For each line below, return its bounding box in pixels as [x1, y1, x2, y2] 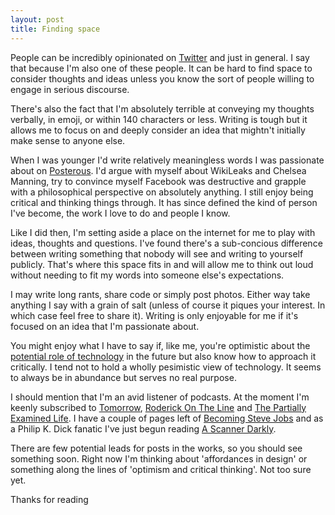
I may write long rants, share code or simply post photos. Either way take [10, 288, 311, 300]
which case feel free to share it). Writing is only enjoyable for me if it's [10, 309, 299, 321]
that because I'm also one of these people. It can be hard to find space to [10, 62, 313, 74]
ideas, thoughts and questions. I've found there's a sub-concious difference [10, 237, 323, 249]
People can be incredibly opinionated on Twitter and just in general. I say [10, 51, 310, 63]
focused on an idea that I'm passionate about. [10, 320, 200, 332]
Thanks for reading [10, 493, 89, 505]
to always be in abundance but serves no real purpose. [10, 371, 237, 383]
